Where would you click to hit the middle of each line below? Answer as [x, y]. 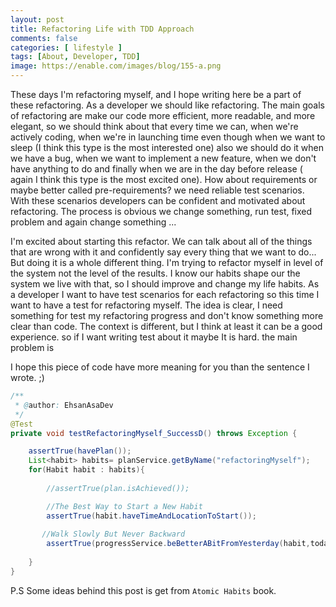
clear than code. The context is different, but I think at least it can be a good [166, 326]
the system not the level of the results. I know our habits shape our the [155, 273]
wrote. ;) [27, 377]
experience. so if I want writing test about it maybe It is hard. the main [154, 337]
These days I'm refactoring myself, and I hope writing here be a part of [156, 94]
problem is [32, 347]
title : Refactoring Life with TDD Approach [102, 29]
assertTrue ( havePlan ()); [80, 451]
